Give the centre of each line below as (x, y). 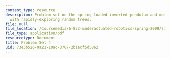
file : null (17, 24)
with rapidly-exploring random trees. (51, 19)
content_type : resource (30, 10)
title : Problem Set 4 (28, 43)
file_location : (21, 29)
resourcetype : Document (30, 38)
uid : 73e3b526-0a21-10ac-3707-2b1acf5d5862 (52, 47)
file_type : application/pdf (35, 33)
